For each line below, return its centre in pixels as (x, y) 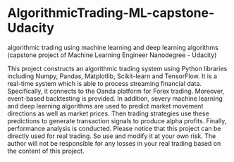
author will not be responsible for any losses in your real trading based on (114, 143)
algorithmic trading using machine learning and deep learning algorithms (113, 47)
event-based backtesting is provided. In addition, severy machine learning (115, 98)
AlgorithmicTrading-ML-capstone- (111, 13)
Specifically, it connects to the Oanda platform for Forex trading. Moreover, (116, 91)
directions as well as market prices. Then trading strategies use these (108, 113)
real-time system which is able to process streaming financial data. (105, 83)
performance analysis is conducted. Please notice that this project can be (114, 128)
